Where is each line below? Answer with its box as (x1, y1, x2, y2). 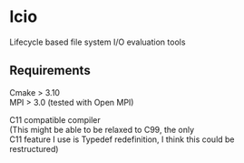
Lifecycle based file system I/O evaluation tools (9, 36, 186, 47)
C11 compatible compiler (9, 114, 102, 125)
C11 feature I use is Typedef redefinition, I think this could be (9, 134, 235, 145)
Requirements (9, 63, 91, 78)
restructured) (9, 143, 59, 154)
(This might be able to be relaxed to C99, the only (9, 124, 195, 135)
